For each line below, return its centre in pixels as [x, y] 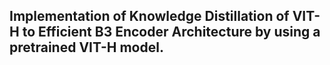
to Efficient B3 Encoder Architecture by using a [171, 32]
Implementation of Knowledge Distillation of [149, 16]
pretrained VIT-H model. [86, 47]
